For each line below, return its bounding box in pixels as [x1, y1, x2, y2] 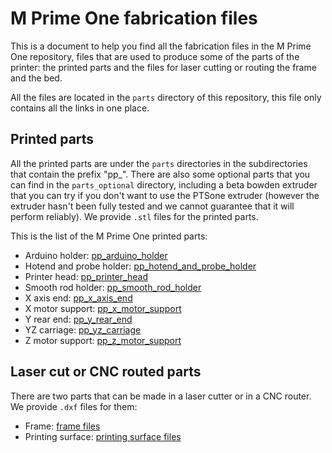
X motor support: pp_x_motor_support [24, 302, 182, 314]
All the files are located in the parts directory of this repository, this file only [10, 91, 322, 103]
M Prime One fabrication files [10, 7, 258, 30]
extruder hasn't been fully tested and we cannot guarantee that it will [10, 200, 295, 212]
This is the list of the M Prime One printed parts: [10, 230, 208, 242]
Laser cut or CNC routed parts [10, 363, 202, 381]
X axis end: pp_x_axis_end [24, 292, 133, 304]
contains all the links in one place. [10, 102, 150, 114]
